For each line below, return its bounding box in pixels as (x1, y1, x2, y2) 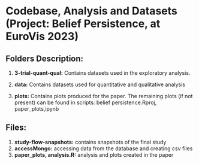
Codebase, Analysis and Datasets (5, 4, 177, 18)
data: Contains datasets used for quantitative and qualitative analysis (14, 81, 185, 88)
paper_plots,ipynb (14, 105, 59, 112)
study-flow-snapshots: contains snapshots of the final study (14, 138, 167, 145)
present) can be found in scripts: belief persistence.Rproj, (14, 99, 157, 106)
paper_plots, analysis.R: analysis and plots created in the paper (14, 151, 174, 158)
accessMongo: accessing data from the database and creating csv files (14, 145, 193, 152)
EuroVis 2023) (5, 30, 79, 43)
